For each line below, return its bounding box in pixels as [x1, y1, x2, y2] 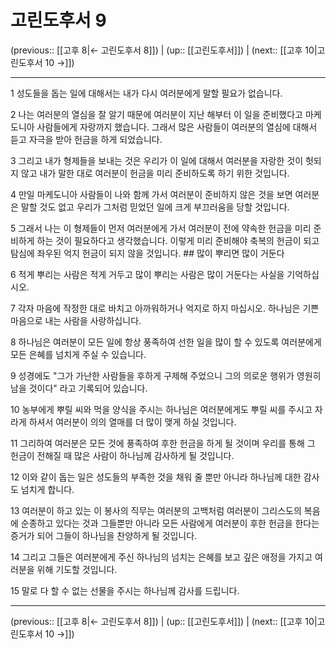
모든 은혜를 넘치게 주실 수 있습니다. [10, 348, 147, 360]
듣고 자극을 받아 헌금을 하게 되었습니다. [10, 133, 163, 145]
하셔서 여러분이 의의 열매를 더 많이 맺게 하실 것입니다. [28, 416, 237, 428]
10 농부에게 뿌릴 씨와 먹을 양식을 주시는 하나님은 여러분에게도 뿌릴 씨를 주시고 [10, 403, 313, 415]
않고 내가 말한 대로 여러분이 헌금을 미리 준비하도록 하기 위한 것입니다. [20, 167, 290, 179]
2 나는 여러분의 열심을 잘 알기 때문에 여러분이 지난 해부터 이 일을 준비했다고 [10, 108, 303, 120]
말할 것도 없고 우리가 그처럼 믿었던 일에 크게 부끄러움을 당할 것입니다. [20, 201, 290, 213]
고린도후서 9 [10, 9, 107, 32]
